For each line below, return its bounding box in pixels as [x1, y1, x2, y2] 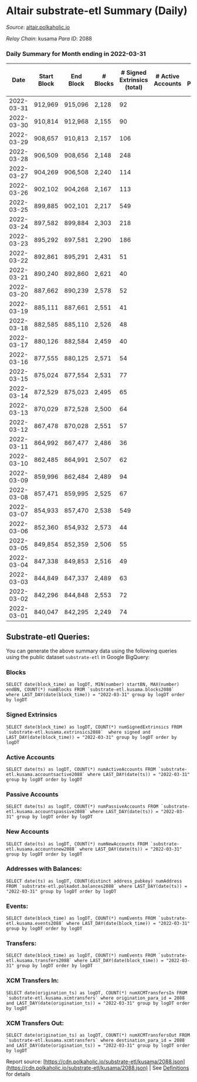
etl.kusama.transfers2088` [6, 958, 72, 964]
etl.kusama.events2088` [6, 921, 64, 927]
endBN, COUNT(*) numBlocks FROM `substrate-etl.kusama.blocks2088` [6, 687, 175, 693]
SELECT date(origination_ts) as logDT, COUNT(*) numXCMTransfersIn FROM [6, 990, 188, 996]
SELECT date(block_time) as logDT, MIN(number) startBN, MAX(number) [6, 681, 180, 688]
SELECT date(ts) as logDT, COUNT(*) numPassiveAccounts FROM [6, 804, 159, 810]
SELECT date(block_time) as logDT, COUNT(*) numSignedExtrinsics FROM [6, 724, 182, 730]
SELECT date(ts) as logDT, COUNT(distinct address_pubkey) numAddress [6, 878, 182, 884]
